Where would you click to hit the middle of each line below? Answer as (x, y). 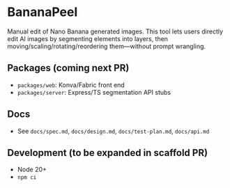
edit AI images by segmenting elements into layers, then (88, 38)
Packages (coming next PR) (68, 68)
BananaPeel (43, 12)
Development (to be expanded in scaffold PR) (107, 153)
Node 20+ (32, 170)
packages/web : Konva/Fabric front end (71, 85)
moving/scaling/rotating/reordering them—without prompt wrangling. (107, 46)
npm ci (27, 178)
